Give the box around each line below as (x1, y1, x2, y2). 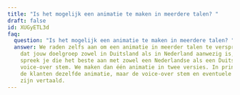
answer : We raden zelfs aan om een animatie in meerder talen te (14, 44, 213, 51)
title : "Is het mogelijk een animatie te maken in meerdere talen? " (7, 10, 219, 18)
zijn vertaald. (20, 76, 66, 84)
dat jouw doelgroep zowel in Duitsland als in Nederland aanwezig (20, 51, 222, 58)
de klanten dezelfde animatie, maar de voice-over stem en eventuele (20, 70, 232, 77)
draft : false (7, 17, 46, 24)
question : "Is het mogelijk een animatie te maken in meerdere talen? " (14, 37, 235, 44)
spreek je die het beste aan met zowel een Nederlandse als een (20, 57, 216, 64)
